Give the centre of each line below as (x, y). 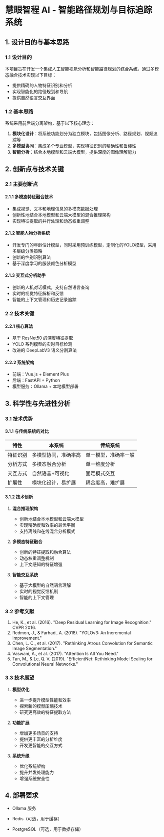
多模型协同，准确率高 (57, 455)
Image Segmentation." (34, 648)
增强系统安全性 (34, 778)
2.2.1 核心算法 (19, 326)
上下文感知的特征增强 (41, 565)
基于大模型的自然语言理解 (45, 585)
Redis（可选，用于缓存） (37, 818)
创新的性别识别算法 (31, 257)
